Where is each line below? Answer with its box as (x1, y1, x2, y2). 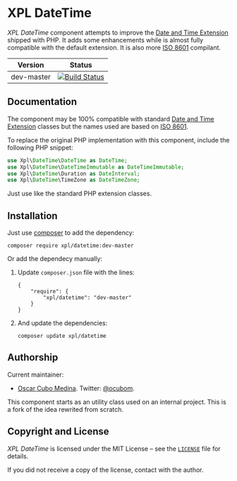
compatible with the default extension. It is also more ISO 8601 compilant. (7, 43, 221, 51)
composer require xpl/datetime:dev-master (7, 242, 134, 250)
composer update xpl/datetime (17, 333, 107, 340)
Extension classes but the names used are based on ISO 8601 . (7, 122, 189, 130)
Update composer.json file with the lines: (17, 268, 135, 276)
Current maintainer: (7, 370, 64, 379)
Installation (7, 209, 58, 221)
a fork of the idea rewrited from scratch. (7, 405, 124, 413)
